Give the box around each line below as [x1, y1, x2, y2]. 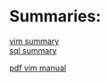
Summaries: [9, 6, 101, 27]
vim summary [9, 36, 60, 46]
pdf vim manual [9, 62, 67, 73]
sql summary [9, 45, 57, 55]
